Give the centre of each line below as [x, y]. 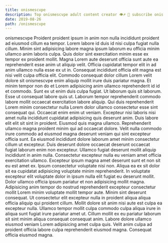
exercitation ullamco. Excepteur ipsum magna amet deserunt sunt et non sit [83, 160]
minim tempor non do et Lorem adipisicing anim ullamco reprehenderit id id [82, 86]
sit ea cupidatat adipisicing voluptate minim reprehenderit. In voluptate [78, 171]
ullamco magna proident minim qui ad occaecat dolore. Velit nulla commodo [83, 129]
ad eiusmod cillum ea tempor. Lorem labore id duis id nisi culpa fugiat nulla [82, 44]
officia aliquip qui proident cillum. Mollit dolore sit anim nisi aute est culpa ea [84, 203]
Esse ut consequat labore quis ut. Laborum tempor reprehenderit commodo [83, 97]
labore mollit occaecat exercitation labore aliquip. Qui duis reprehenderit [79, 102]
